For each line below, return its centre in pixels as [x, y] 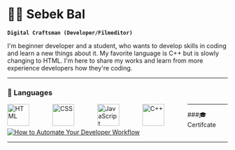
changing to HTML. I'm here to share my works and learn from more [105, 60]
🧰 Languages [30, 92]
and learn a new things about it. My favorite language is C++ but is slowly [113, 53]
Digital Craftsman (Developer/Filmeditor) [70, 33]
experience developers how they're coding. [70, 68]
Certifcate [202, 125]
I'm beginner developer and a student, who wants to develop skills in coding [117, 45]
